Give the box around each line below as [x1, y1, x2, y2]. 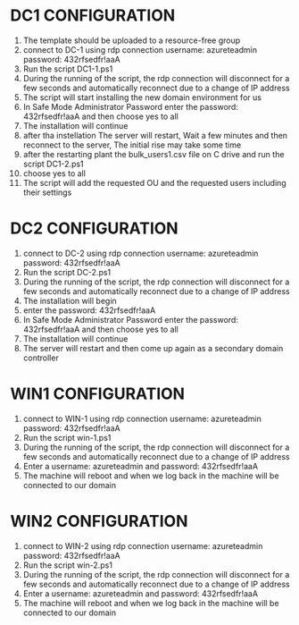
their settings [22, 187, 72, 198]
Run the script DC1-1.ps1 [22, 63, 113, 74]
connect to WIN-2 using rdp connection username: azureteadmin [22, 540, 263, 551]
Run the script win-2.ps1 [22, 560, 112, 570]
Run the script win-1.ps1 [22, 432, 112, 443]
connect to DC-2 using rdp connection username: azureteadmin [22, 248, 259, 258]
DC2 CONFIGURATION [10, 218, 179, 239]
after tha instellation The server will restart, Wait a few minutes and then [22, 130, 288, 140]
